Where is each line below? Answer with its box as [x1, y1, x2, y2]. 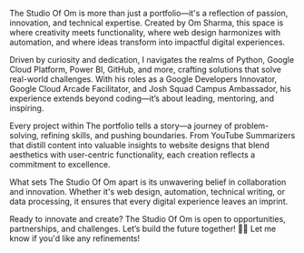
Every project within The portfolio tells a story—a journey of [9, 120, 233, 131]
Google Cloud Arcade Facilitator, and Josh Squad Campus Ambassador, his [9, 84, 292, 94]
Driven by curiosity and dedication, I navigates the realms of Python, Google [9, 55, 295, 65]
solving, [9, 130, 39, 140]
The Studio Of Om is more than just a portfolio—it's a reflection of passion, [9, 8, 289, 18]
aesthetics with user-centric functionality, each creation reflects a [9, 149, 256, 160]
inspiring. [9, 103, 44, 113]
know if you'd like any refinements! [9, 233, 141, 244]
